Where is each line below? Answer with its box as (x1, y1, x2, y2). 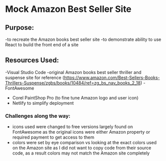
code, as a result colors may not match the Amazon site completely (12, 150, 150, 156)
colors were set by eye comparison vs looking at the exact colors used (12, 140, 157, 146)
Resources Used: (5, 56, 59, 65)
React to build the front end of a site (5, 42, 79, 48)
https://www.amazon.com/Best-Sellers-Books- (64, 75, 160, 80)
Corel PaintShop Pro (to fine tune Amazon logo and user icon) (12, 94, 139, 100)
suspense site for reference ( (5, 75, 64, 80)
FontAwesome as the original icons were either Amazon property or (12, 129, 150, 135)
